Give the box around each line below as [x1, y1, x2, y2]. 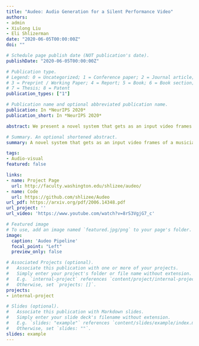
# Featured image [6, 221, 49, 227]
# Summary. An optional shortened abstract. [6, 134, 118, 140]
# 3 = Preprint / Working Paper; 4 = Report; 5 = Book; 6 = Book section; [6, 80, 195, 86]
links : [6, 172, 23, 178]
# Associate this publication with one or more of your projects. [6, 265, 179, 271]
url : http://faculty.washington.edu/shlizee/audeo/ [11, 183, 142, 189]
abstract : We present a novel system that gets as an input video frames [6, 123, 192, 129]
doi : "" [6, 42, 25, 48]
